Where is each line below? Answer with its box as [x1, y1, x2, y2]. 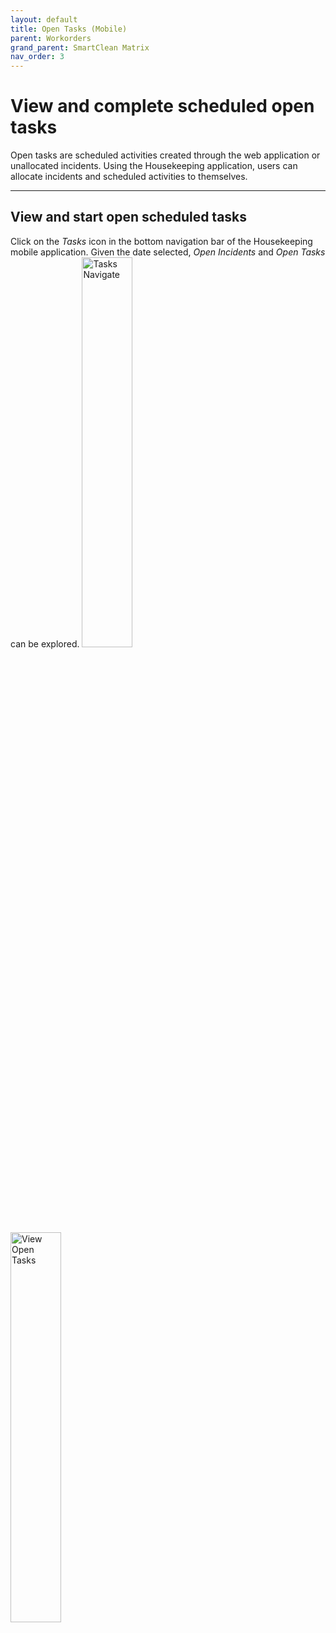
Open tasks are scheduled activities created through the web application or [10, 149, 321, 161]
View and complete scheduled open [10, 95, 315, 118]
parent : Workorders [10, 33, 92, 43]
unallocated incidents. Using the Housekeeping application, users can [10, 160, 298, 172]
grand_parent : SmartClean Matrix [10, 42, 150, 53]
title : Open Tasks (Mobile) [10, 24, 128, 34]
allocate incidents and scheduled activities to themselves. [10, 171, 248, 183]
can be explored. [10, 637, 80, 650]
